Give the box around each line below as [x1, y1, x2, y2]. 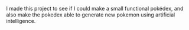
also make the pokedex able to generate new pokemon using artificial [6, 11, 175, 18]
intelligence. [6, 18, 36, 24]
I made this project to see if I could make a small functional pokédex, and [6, 5, 184, 12]
